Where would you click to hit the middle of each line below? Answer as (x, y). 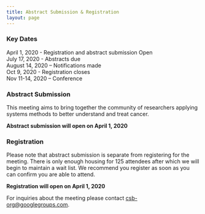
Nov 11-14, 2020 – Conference (44, 78)
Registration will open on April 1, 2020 (56, 186)
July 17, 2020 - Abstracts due (44, 59)
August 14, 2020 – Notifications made (54, 65)
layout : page (23, 18)
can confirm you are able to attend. (51, 174)
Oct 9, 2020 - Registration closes (48, 72)
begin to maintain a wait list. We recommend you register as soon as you (98, 168)
